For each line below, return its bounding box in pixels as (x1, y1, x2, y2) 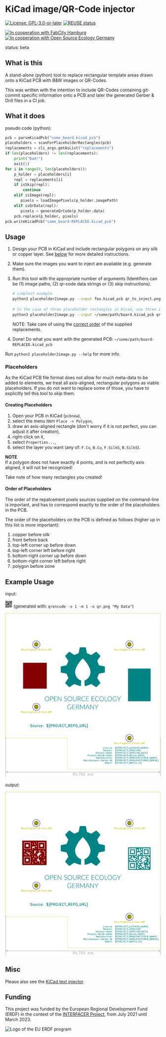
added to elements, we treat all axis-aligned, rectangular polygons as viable (5, 380, 160, 386)
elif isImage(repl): (14, 193, 56, 198)
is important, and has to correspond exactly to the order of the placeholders (5, 502, 160, 508)
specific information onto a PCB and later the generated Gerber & (21, 92, 155, 98)
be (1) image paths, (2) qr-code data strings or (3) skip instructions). (12, 281, 152, 287)
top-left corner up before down (12, 542, 76, 548)
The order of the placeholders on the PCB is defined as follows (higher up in (5, 517, 160, 523)
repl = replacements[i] (14, 177, 63, 182)
